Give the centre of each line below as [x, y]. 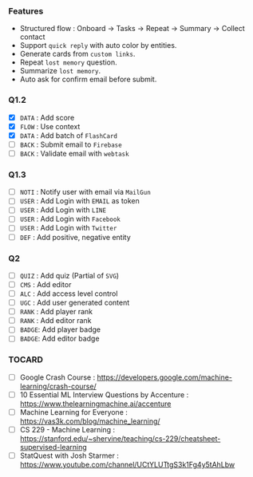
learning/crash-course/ [58, 386]
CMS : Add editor [45, 284]
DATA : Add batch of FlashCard [69, 135]
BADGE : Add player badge [60, 329]
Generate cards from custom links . [77, 54]
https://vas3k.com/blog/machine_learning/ [90, 421]
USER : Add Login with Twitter [68, 228]
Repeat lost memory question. [68, 62]
